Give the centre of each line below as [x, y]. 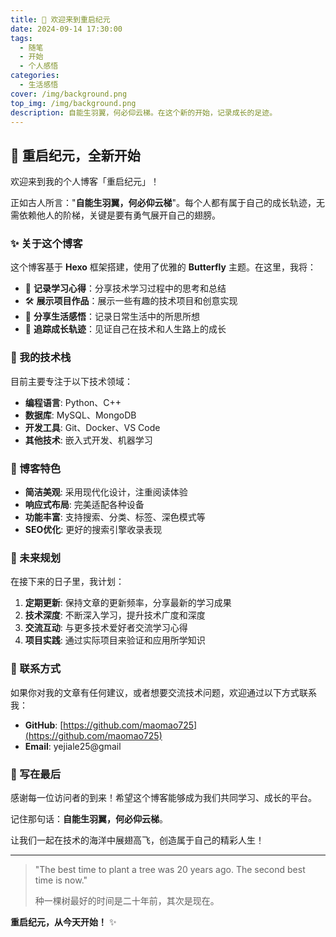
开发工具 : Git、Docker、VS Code [92, 427]
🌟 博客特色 [36, 468]
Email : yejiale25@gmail [73, 746]
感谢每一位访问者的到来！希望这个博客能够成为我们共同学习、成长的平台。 [163, 797]
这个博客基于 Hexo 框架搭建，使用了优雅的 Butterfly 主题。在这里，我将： [163, 267]
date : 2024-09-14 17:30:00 [66, 29]
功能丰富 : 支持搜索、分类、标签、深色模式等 [115, 517]
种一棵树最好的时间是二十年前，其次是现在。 [127, 900]
